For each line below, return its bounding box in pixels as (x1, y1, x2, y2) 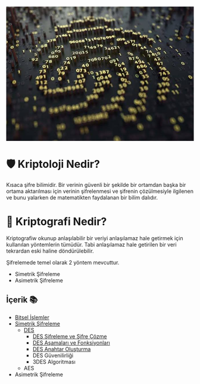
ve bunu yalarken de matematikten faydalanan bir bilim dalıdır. (6, 194, 158, 201)
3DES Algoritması (32, 358, 76, 365)
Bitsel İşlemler (14, 314, 49, 321)
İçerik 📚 (6, 295, 38, 305)
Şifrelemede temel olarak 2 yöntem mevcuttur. (6, 259, 120, 266)
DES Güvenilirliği (32, 352, 73, 359)
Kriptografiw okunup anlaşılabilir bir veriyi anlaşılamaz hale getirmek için (6, 234, 183, 242)
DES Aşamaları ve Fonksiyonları (32, 339, 110, 346)
